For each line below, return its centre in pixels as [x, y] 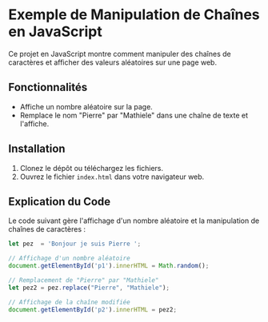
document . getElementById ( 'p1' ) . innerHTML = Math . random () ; [109, 266]
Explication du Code [60, 201]
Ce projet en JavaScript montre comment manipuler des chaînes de [120, 54]
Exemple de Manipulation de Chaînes [134, 15]
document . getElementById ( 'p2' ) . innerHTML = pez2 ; [93, 309]
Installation [37, 149]
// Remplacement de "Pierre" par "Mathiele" [84, 280]
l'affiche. [34, 123]
